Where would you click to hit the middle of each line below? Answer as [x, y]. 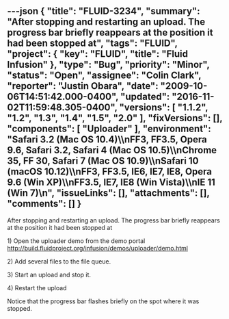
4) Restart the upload [37, 288]
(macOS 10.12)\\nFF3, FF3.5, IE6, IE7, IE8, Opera [110, 171]
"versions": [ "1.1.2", [164, 108]
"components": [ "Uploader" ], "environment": [109, 129]
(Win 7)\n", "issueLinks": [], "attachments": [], [108, 193]
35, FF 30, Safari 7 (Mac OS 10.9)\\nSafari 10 [103, 161]
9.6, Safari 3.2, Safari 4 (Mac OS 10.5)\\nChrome [112, 150]
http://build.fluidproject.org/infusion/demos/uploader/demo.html [98, 248]
